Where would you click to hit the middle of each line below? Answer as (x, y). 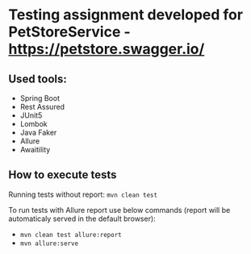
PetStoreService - (69, 32)
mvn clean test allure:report (71, 235)
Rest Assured (42, 107)
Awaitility (35, 150)
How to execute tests (63, 175)
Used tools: (38, 79)
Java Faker (38, 132)
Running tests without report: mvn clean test (83, 194)
